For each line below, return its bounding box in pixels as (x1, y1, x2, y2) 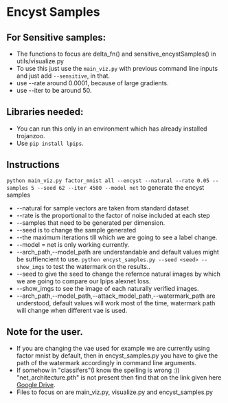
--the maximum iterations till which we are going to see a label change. (16, 233, 218, 241)
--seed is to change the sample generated (16, 226, 137, 234)
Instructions (6, 159, 60, 171)
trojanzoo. (16, 131, 45, 140)
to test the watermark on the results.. (46, 262, 150, 270)
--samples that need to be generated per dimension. (16, 218, 166, 227)
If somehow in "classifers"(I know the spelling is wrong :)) (16, 366, 180, 375)
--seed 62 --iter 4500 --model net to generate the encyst (36, 183, 205, 191)
